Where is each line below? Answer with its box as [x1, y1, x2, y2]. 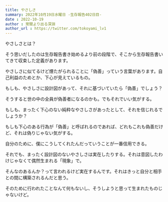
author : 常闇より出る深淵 [5, 21, 56, 27]
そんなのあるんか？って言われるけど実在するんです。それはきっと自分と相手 [5, 168, 162, 174]
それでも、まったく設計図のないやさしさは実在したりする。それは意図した [5, 152, 159, 158]
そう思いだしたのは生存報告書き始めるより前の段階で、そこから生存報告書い [5, 51, 163, 57]
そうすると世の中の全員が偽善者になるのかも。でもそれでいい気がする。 [5, 96, 154, 102]
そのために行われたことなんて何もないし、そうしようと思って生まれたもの [5, 185, 158, 191]
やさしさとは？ [5, 41, 36, 47]
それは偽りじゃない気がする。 [14, 130, 76, 136]
